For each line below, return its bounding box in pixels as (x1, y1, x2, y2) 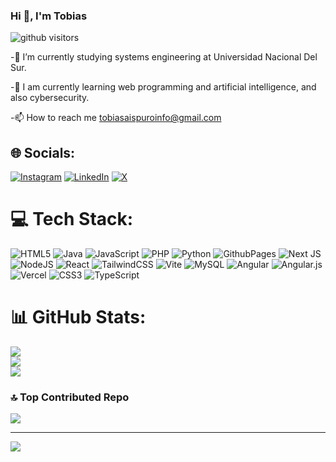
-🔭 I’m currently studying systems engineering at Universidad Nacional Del (10, 51, 318, 63)
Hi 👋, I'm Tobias (10, 9, 88, 23)
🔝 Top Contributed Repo (10, 390, 130, 404)
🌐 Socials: (10, 144, 76, 161)
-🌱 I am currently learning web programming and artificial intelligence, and (10, 81, 317, 93)
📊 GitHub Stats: (10, 306, 147, 329)
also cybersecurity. (10, 92, 90, 104)
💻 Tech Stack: (10, 208, 134, 231)
